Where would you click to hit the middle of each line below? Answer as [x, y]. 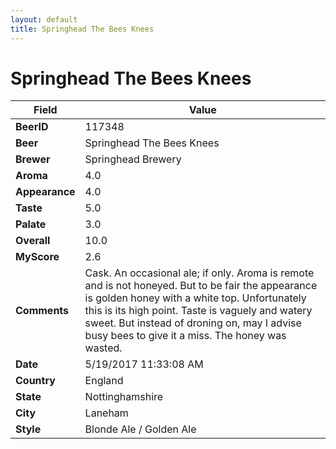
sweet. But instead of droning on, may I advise [193, 323]
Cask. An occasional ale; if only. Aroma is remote [199, 273]
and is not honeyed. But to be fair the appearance [201, 286]
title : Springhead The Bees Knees [82, 29]
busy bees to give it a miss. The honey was [185, 336]
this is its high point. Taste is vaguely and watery [198, 311]
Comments [42, 311]
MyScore [37, 257]
